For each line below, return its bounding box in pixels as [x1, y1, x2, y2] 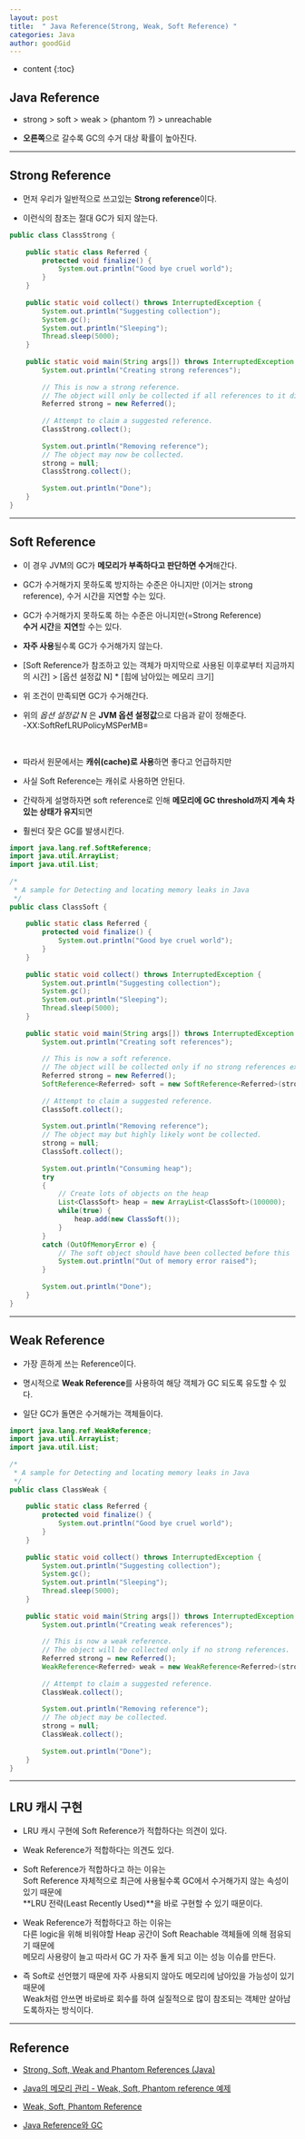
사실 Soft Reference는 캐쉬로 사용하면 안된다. [22, 775, 186, 786]
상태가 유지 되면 [39, 805, 93, 817]
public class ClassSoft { [9, 902, 107, 912]
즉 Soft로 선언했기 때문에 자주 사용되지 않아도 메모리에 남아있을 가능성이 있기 [22, 1971, 295, 1982]
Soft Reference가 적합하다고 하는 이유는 [22, 1864, 166, 1875]
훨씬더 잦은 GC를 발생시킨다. [22, 825, 124, 836]
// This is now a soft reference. [42, 1054, 172, 1063]
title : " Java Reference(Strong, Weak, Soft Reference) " [9, 22, 238, 31]
